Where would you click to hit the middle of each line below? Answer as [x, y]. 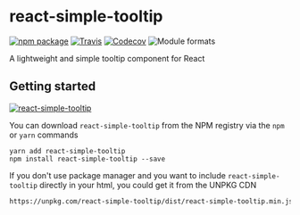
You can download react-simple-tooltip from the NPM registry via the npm [147, 125]
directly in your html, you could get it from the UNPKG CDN [148, 185]
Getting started [53, 87]
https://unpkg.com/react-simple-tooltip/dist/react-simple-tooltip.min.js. [153, 201]
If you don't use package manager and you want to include [117, 175]
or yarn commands [44, 135]
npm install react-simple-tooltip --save [87, 159]
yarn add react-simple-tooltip [67, 151]
